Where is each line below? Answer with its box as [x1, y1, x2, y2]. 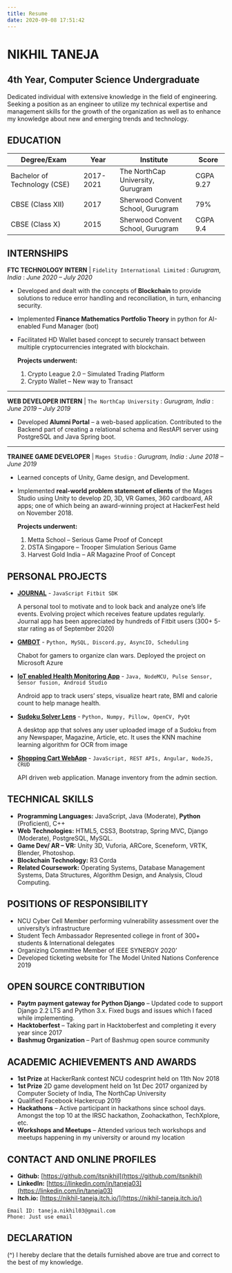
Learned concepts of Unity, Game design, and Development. [17, 473, 190, 482]
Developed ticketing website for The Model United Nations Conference [17, 954, 220, 962]
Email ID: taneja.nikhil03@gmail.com [7, 1207, 116, 1214]
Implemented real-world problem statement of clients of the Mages [17, 486, 213, 495]
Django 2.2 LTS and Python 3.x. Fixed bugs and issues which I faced [17, 1006, 213, 1015]
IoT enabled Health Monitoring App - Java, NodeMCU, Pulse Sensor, [17, 671, 213, 680]
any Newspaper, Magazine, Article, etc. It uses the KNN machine [17, 732, 202, 741]
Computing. [17, 878, 51, 886]
